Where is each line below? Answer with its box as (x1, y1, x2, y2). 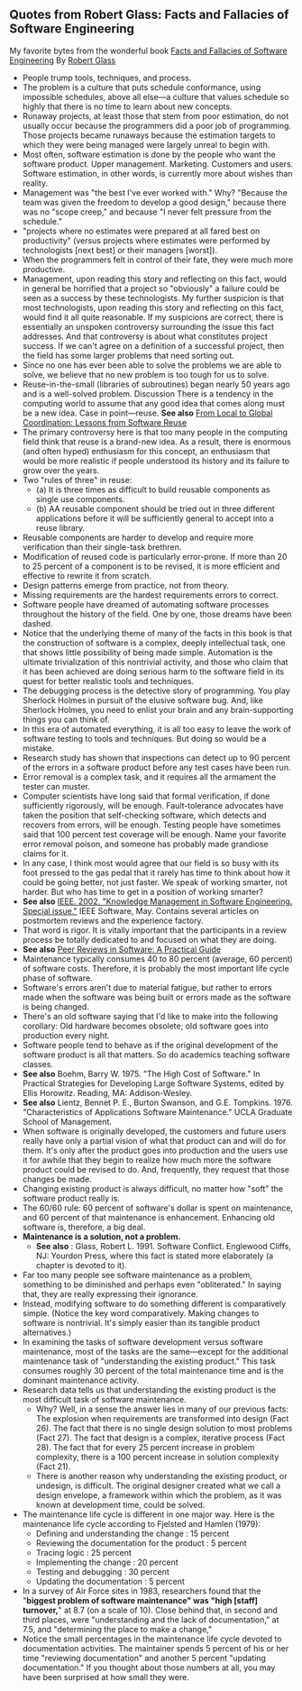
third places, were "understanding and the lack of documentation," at (22, 1613, 279, 1625)
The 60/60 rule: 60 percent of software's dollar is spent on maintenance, (22, 1202, 294, 1213)
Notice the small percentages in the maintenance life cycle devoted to (22, 1633, 282, 1644)
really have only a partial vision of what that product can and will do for (22, 1135, 287, 1146)
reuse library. (35, 522, 86, 533)
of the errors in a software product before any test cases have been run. (22, 762, 291, 772)
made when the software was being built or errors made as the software (22, 992, 291, 1002)
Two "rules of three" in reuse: (22, 474, 133, 485)
